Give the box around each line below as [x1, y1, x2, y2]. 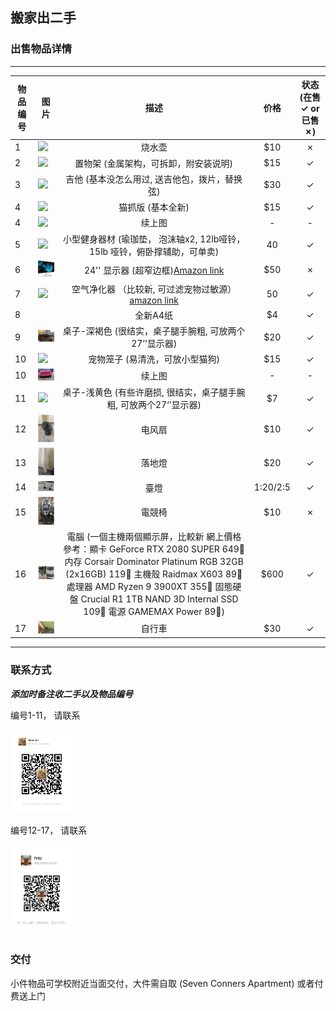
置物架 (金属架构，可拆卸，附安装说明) [74, 157, 234, 169]
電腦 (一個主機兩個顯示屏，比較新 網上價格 [66, 531, 242, 543]
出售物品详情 [10, 42, 73, 56]
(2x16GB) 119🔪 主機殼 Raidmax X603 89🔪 [65, 568, 243, 580]
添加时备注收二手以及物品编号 [10, 688, 133, 700]
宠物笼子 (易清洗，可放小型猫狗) [88, 353, 221, 365]
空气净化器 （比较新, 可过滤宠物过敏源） [71, 283, 237, 295]
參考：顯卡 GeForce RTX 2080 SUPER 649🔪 [63, 543, 246, 555]
